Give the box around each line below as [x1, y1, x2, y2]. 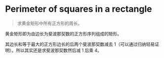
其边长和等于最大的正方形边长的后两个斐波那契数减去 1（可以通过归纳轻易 [5, 41, 155, 47]
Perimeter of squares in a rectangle [5, 3, 152, 15]
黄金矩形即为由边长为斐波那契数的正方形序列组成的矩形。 [5, 30, 122, 36]
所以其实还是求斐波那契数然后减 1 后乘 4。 [15, 47, 102, 53]
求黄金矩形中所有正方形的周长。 [17, 20, 82, 26]
